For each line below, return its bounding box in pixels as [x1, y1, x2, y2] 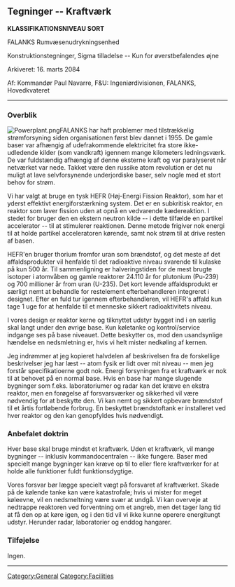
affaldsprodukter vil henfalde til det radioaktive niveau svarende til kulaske [7, 257, 222, 266]
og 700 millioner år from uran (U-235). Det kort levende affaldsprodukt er [7, 280, 218, 288]
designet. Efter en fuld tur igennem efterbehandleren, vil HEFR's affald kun [7, 295, 222, 304]
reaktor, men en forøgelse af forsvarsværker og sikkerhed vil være [7, 389, 199, 398]
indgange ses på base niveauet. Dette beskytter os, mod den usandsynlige [7, 331, 223, 339]
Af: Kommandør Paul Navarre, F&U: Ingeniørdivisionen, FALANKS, [7, 79, 197, 87]
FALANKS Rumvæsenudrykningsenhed [7, 38, 120, 46]
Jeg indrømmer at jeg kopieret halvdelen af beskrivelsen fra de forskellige [7, 352, 220, 360]
